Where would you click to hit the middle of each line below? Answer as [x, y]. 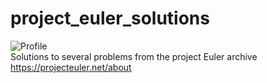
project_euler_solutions [110, 18]
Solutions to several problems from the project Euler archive [134, 56]
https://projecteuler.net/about [71, 67]
